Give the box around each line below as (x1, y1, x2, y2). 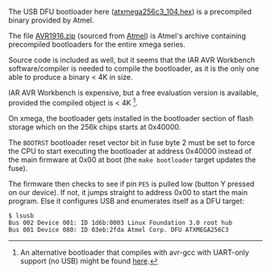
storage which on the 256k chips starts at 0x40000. (8, 122, 181, 131)
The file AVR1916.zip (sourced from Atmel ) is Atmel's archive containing (8, 31, 246, 40)
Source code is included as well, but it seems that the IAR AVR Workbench (8, 56, 256, 64)
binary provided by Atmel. (8, 15, 94, 25)
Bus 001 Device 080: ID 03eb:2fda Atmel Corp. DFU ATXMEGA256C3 (8, 226, 229, 234)
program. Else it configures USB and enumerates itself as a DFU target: (8, 196, 244, 205)
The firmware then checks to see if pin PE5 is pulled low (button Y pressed (8, 179, 255, 189)
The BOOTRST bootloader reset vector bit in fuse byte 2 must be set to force (8, 137, 256, 147)
